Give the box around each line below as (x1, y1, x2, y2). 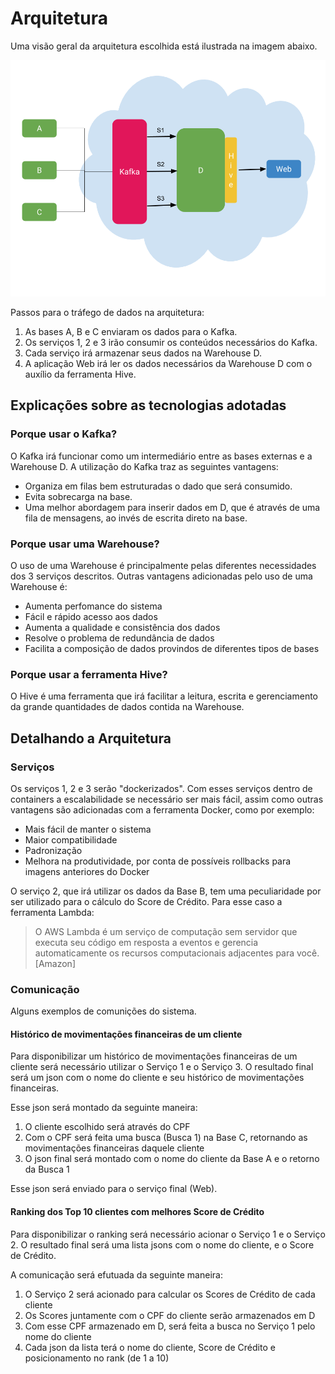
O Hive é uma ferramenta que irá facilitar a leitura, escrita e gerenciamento (10, 690, 318, 702)
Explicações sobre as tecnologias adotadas (10, 397, 287, 414)
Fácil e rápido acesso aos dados (24, 610, 158, 622)
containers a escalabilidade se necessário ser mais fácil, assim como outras (10, 793, 324, 805)
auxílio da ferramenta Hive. (24, 368, 137, 380)
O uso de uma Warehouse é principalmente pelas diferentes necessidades (10, 559, 317, 571)
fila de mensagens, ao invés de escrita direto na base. (24, 512, 248, 524)
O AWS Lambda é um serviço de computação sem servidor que (34, 925, 298, 937)
